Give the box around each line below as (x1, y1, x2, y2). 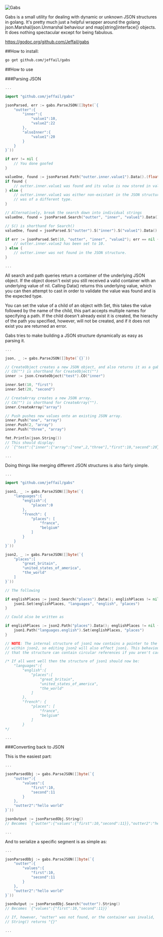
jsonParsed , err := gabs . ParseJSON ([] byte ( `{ (5, 102, 98, 108)
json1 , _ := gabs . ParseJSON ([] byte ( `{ (5, 489, 83, 494)
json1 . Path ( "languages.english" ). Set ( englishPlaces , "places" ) (14, 628, 145, 633)
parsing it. (5, 337, 25, 343)
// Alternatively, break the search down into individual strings (5, 210, 142, 215)
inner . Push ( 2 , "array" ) (5, 422, 53, 427)
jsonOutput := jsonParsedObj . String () (5, 817, 83, 821)
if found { (5, 179, 27, 184)
